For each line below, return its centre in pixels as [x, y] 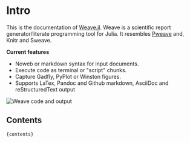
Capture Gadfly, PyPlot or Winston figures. [68, 76]
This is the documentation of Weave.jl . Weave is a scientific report [89, 27]
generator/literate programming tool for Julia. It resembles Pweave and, [95, 33]
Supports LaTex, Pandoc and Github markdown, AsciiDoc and [92, 83]
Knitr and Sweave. [29, 40]
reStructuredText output [45, 89]
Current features [28, 52]
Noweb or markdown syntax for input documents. [77, 64]
